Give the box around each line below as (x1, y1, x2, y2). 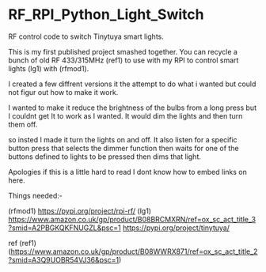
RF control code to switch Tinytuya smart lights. (8, 32, 165, 41)
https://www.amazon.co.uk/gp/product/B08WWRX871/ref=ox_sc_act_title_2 (10, 247, 258, 256)
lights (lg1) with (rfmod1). (8, 63, 89, 73)
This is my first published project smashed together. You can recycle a (8, 47, 237, 56)
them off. (8, 119, 38, 129)
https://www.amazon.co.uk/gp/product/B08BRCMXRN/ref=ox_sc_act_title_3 (8, 214, 256, 224)
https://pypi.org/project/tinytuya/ (122, 223, 230, 232)
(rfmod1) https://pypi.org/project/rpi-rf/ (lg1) (8, 206, 152, 215)
